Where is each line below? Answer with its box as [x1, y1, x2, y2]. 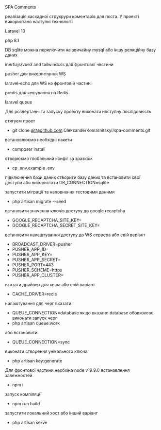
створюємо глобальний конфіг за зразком [5, 155, 93, 161]
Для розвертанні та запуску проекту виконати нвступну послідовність [5, 109, 152, 114]
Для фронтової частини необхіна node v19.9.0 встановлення [5, 367, 130, 373]
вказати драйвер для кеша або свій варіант [5, 282, 96, 287]
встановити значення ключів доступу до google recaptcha [5, 208, 125, 213]
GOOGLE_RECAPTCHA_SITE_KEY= [12, 217, 82, 223]
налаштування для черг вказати [5, 301, 72, 306]
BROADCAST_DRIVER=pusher [12, 241, 72, 247]
